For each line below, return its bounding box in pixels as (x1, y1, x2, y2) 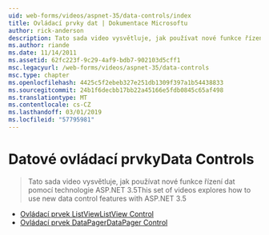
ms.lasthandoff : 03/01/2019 (8, 109, 102, 117)
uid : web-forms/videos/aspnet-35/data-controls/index (8, 11, 192, 20)
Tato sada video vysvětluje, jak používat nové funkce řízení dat (27, 177, 235, 186)
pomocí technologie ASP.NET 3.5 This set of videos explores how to (27, 185, 251, 194)
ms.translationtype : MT (8, 94, 88, 102)
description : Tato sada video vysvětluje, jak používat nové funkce (8, 34, 242, 42)
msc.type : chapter (8, 71, 70, 79)
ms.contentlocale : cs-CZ (8, 101, 91, 109)
